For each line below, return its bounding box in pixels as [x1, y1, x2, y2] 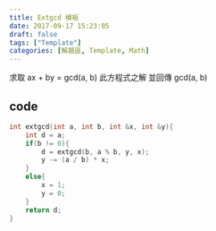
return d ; [25, 205, 62, 215]
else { [25, 172, 46, 182]
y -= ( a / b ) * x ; [41, 156, 110, 165]
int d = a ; [25, 131, 66, 140]
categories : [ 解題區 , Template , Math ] [9, 47, 150, 56]
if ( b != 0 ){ [25, 139, 70, 148]
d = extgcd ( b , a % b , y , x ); [41, 147, 150, 157]
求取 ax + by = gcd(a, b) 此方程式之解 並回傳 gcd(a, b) [9, 73, 208, 83]
